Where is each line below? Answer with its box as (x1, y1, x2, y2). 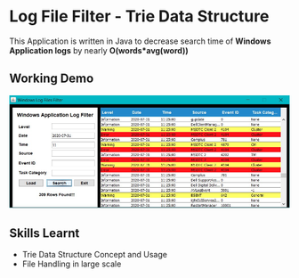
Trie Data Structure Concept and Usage (21, 249, 167, 260)
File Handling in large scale (21, 258, 122, 269)
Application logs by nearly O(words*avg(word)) (9, 45, 189, 55)
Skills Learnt (9, 225, 80, 241)
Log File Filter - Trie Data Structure (9, 6, 270, 27)
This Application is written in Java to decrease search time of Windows (9, 36, 271, 46)
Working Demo (9, 71, 94, 86)
